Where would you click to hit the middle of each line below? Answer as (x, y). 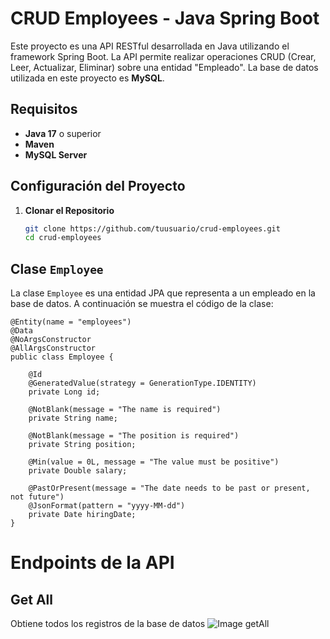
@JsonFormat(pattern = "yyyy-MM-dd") (107, 506)
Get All (31, 599)
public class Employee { (62, 357)
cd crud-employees (63, 238)
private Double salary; (78, 471)
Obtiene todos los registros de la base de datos (108, 624)
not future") (37, 497)
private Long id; (64, 392)
